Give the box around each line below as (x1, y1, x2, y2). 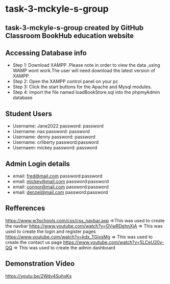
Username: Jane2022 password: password (12, 123, 104, 129)
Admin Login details (5, 159, 70, 168)
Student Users (5, 109, 52, 118)
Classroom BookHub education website (5, 31, 134, 40)
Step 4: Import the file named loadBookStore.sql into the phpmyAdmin (12, 89, 160, 95)
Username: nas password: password (12, 128, 90, 135)
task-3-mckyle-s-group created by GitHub (5, 23, 144, 32)
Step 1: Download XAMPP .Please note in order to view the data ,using (12, 62, 160, 68)
